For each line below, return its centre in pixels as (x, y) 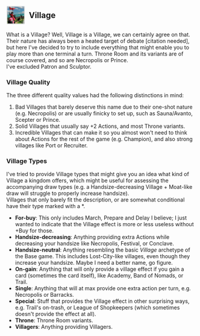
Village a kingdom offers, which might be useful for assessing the (87, 180)
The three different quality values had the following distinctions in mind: (95, 95)
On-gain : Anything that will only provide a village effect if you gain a (99, 269)
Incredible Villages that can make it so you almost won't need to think (101, 133)
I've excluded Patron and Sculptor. (49, 66)
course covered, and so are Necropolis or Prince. (67, 60)
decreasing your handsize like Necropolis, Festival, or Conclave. (95, 244)
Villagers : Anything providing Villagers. (64, 327)
